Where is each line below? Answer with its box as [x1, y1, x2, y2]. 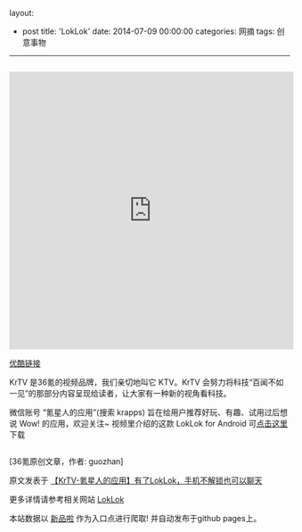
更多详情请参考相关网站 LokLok [9, 495, 125, 504]
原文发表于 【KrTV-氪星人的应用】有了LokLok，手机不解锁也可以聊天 [9, 475, 263, 486]
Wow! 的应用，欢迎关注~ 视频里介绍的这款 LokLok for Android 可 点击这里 [19, 419, 288, 428]
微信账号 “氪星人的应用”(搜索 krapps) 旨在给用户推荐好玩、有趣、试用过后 [9, 407, 281, 418]
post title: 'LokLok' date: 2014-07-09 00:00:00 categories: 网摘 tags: [21, 26, 275, 37]
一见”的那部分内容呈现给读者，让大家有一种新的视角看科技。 [9, 388, 232, 398]
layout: [9, 8, 34, 18]
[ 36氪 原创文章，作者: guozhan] [9, 456, 124, 467]
